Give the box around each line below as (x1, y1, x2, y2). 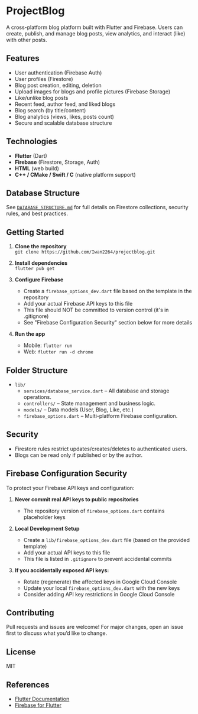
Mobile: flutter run (23, 342, 73, 349)
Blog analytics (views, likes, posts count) (14, 113, 114, 120)
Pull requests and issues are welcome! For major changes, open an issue (6, 624, 184, 631)
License (6, 647, 36, 657)
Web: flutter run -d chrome (23, 348, 93, 355)
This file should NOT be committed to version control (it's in (23, 306, 169, 314)
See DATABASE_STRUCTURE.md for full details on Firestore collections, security (6, 204, 189, 211)
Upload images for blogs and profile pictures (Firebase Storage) (14, 87, 171, 95)
